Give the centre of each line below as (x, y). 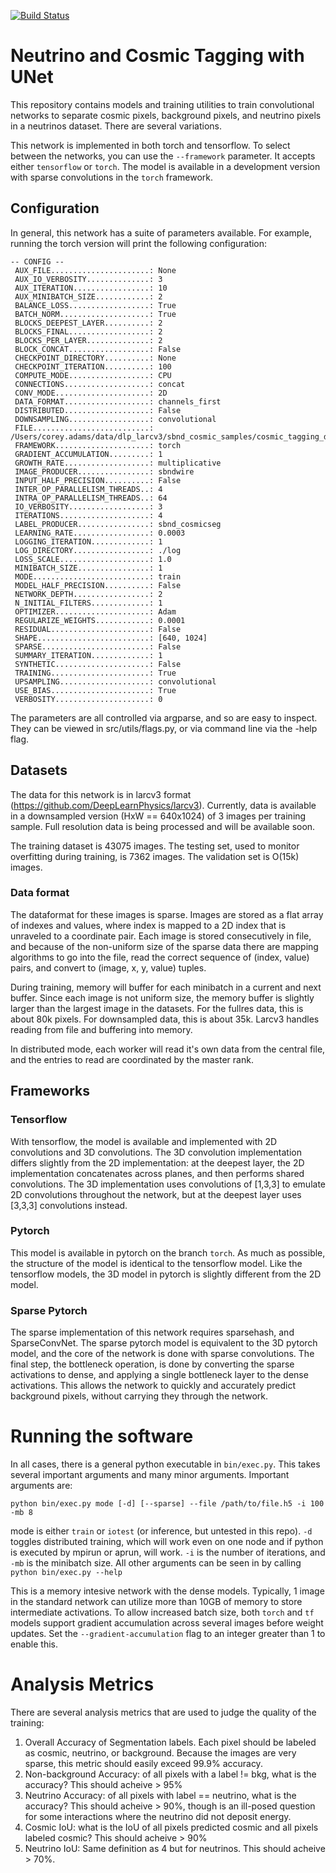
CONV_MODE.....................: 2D (91, 393)
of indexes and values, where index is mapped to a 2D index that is (148, 925)
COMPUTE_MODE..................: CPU (93, 375)
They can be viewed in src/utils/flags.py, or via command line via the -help (164, 728)
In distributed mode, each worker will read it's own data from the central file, (168, 1049)
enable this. (34, 1644)
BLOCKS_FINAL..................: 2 (88, 331)
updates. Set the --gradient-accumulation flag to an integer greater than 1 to (168, 1634)
